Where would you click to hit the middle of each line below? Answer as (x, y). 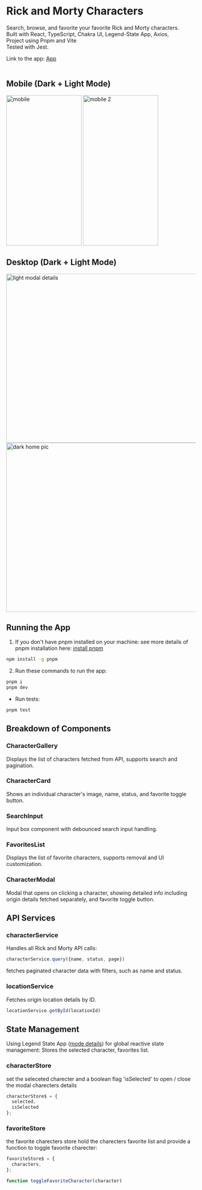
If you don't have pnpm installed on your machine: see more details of (101, 642)
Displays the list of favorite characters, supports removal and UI (85, 857)
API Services (31, 918)
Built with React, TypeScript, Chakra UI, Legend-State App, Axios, (88, 34)
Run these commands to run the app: (61, 671)
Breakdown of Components (59, 729)
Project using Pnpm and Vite (41, 40)
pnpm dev (17, 688)
